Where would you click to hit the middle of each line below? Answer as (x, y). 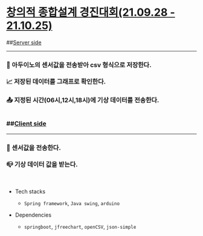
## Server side (24, 42)
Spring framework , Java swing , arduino (72, 203)
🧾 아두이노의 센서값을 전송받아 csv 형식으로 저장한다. (79, 65)
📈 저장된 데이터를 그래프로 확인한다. (56, 81)
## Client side (26, 123)
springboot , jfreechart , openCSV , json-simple (80, 226)
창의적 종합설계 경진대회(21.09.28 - (91, 12)
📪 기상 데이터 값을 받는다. (42, 164)
